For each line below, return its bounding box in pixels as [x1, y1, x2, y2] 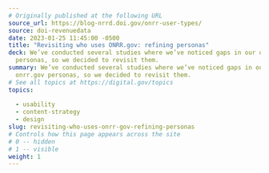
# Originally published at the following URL [8, 11, 163, 20]
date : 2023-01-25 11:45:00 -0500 [8, 33, 120, 42]
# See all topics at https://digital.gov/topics [8, 78, 174, 86]
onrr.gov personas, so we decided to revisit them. [15, 71, 192, 79]
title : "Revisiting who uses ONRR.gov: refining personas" [8, 41, 210, 49]
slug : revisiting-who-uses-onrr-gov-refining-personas [8, 123, 195, 131]
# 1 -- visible [8, 145, 59, 153]
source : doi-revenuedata [8, 26, 91, 34]
